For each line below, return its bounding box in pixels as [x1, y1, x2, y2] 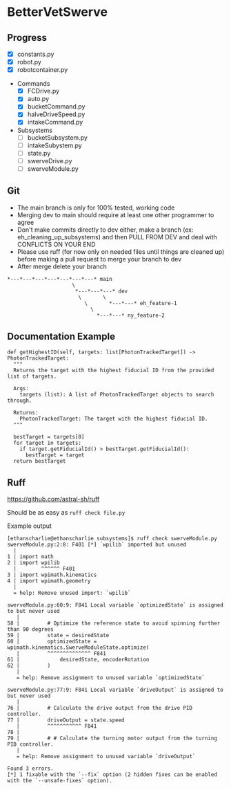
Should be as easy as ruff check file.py [7, 508, 125, 517]
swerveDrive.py [27, 156, 72, 165]
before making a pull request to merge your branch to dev [17, 255, 182, 263]
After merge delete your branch [17, 262, 107, 270]
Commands [17, 80, 50, 88]
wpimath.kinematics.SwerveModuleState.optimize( [7, 644, 150, 651]
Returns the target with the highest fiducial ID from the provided [13, 367, 214, 374]
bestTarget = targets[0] [13, 434, 85, 441]
